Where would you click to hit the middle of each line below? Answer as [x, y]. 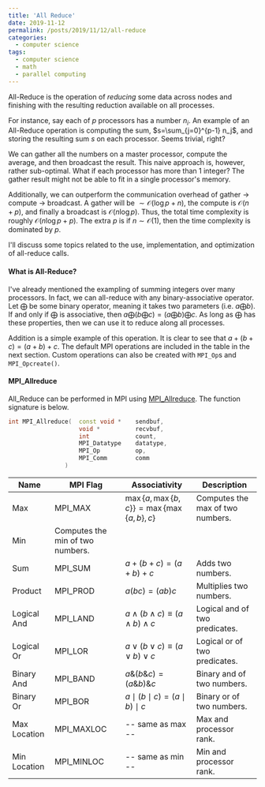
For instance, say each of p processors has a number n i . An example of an [129, 121]
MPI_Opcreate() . [34, 363]
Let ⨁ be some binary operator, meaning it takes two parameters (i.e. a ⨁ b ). [132, 305]
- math [26, 67]
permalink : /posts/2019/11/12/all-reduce [77, 30]
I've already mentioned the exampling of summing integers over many [121, 289]
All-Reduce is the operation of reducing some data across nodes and [120, 96]
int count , [118, 436]
